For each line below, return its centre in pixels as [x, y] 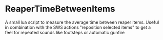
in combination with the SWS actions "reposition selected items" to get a [78, 27]
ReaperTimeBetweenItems [60, 9]
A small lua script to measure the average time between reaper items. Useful [82, 22]
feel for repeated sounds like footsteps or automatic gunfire [65, 32]
